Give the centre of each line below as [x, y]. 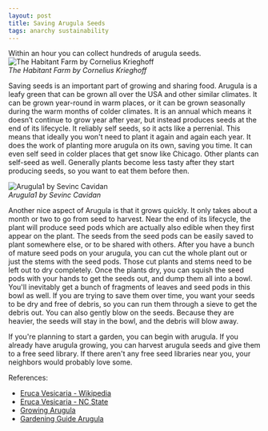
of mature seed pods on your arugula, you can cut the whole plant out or [128, 253]
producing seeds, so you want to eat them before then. [99, 171]
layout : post [30, 16]
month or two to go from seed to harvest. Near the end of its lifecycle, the [130, 219]
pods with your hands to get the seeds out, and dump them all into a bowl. [131, 279]
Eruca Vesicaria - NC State [64, 402]
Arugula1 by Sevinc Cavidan [55, 195]
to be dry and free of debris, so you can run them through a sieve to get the [133, 304]
